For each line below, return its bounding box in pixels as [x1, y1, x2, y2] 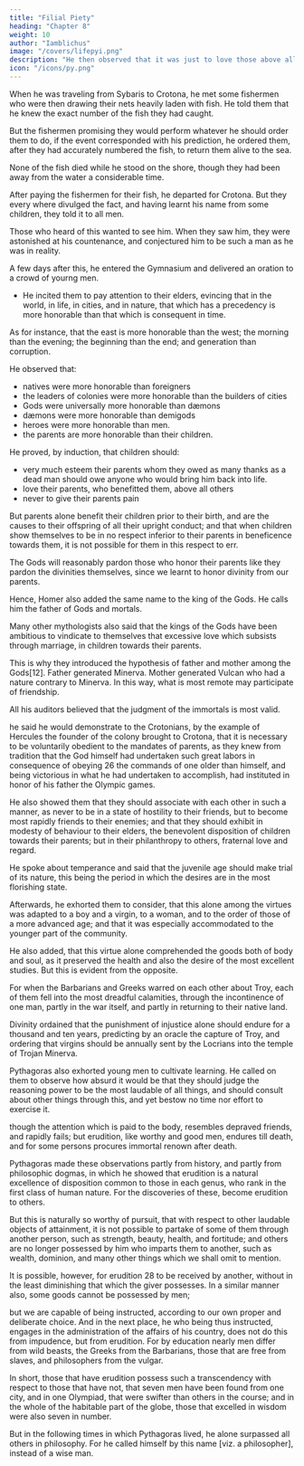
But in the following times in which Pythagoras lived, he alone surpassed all [9, 1428, 290, 1439]
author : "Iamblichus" [9, 38, 91, 48]
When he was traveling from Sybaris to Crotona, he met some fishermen [9, 88, 280, 100]
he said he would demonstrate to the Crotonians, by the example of [9, 721, 261, 732]
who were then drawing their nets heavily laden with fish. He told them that [9, 98, 290, 109]
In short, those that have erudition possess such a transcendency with [9, 1372, 271, 1383]
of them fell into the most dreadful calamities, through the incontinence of [9, 992, 284, 1003]
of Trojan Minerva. [9, 1047, 79, 1059]
